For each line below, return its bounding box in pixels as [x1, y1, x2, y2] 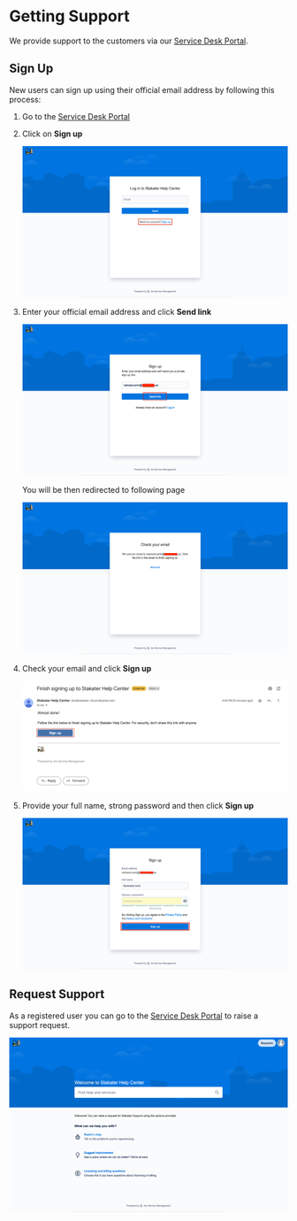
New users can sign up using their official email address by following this [9, 84, 275, 95]
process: [9, 94, 42, 104]
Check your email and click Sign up [21, 663, 152, 673]
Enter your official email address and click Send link [21, 307, 212, 318]
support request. [9, 1019, 71, 1030]
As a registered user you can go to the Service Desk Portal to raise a [9, 1010, 259, 1021]
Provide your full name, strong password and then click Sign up [21, 800, 255, 810]
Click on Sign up [21, 128, 83, 139]
